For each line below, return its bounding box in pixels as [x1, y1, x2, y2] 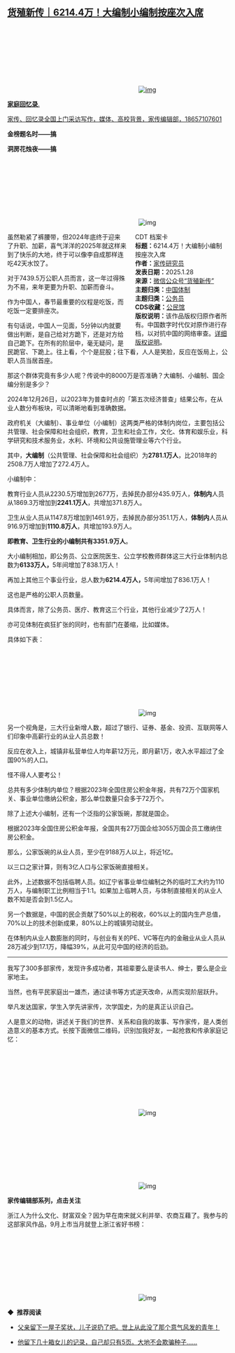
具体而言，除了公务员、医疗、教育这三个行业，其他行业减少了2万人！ [7, 605, 208, 614]
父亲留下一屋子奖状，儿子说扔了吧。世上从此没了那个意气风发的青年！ [17, 1323, 220, 1331]
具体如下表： [7, 635, 44, 643]
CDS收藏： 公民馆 [135, 302, 185, 311]
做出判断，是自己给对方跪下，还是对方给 [7, 330, 124, 338]
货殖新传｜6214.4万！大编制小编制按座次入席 [7, 6, 204, 19]
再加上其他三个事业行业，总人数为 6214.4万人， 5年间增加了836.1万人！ [7, 575, 212, 584]
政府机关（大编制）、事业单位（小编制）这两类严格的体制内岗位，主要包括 [7, 418, 219, 426]
